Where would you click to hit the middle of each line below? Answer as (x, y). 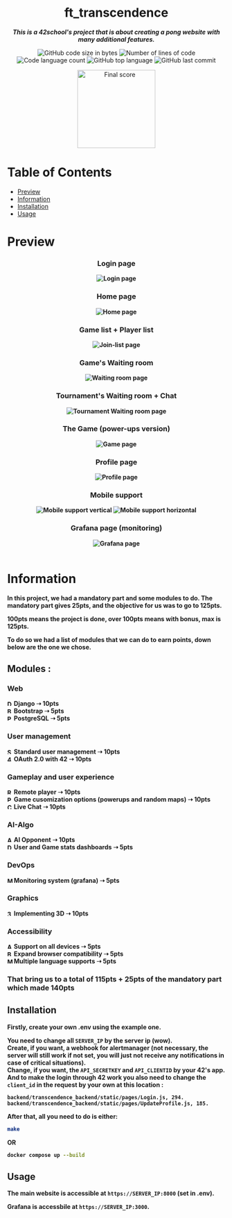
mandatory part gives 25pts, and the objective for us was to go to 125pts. (115, 605)
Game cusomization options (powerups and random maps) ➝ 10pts (112, 799)
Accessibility (30, 931)
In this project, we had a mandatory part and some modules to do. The (110, 598)
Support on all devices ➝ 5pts (57, 947)
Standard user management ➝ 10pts (67, 752)
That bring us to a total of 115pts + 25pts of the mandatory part (115, 979)
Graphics (23, 898)
